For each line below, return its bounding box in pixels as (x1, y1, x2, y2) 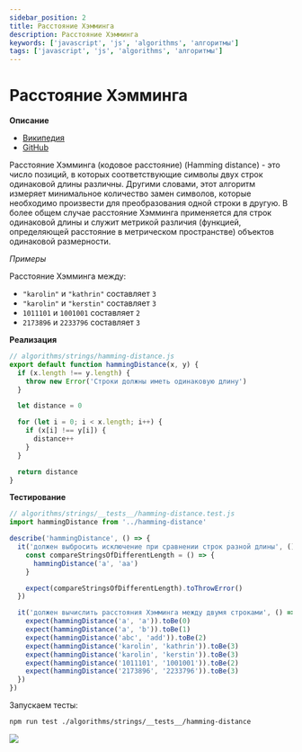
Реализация (9, 335, 58, 345)
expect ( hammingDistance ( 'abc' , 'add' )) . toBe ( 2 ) (25, 633, 207, 642)
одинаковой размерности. (9, 236, 111, 247)
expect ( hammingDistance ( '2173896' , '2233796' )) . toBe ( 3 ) (25, 667, 240, 676)
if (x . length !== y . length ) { (17, 368, 130, 378)
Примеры (9, 254, 47, 264)
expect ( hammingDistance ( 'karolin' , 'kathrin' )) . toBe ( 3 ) (25, 641, 240, 650)
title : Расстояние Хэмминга (9, 22, 115, 31)
